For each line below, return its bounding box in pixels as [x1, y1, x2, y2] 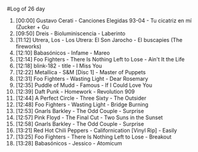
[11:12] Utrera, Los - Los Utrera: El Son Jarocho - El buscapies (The [15, 36, 183, 43]
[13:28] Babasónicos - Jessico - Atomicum [15, 140, 123, 147]
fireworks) [15, 43, 42, 50]
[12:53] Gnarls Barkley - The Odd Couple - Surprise [15, 108, 144, 114]
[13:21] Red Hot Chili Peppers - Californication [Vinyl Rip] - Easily [15, 127, 177, 134]
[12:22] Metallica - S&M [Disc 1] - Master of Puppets [15, 69, 146, 75]
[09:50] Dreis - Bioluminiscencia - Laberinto [15, 30, 126, 37]
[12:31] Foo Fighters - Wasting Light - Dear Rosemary [15, 75, 148, 82]
